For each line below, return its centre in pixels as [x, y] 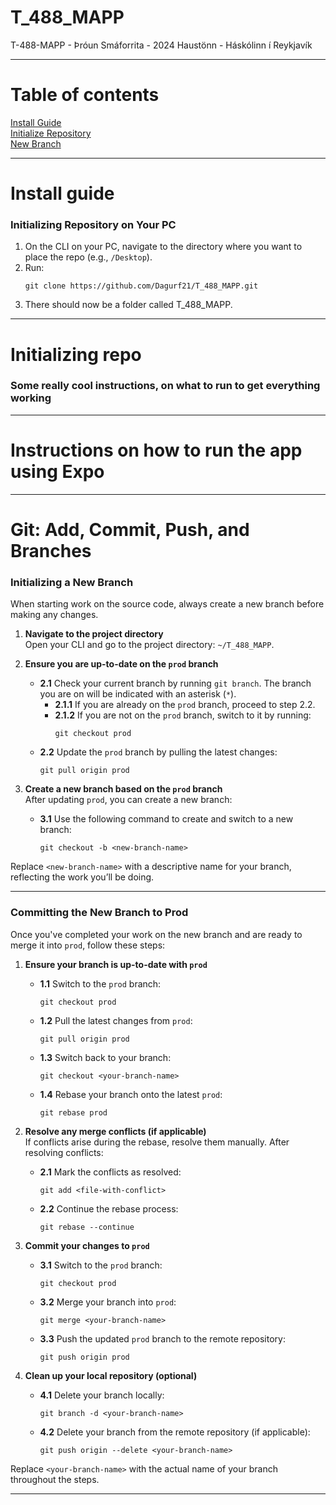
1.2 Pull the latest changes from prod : [116, 1020]
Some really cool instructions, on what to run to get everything [165, 386]
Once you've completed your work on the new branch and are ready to [156, 934]
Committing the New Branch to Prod [99, 913]
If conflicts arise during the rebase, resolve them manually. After [157, 1142]
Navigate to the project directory [94, 634]
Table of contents [85, 95]
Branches [51, 550]
